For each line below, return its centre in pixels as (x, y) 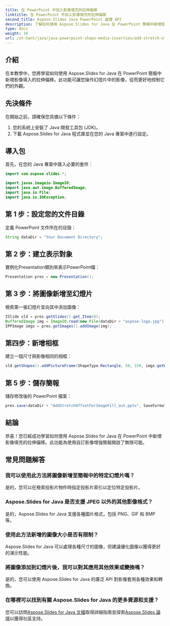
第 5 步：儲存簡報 (32, 383)
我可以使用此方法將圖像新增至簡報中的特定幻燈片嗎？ (70, 475)
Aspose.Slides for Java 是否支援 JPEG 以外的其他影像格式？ (79, 502)
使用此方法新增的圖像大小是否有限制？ (52, 534)
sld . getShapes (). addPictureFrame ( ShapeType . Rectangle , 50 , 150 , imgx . (81, 366)
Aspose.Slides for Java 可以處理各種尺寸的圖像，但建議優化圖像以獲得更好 (83, 546)
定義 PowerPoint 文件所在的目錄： (41, 227)
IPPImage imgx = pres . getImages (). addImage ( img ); (59, 326)
